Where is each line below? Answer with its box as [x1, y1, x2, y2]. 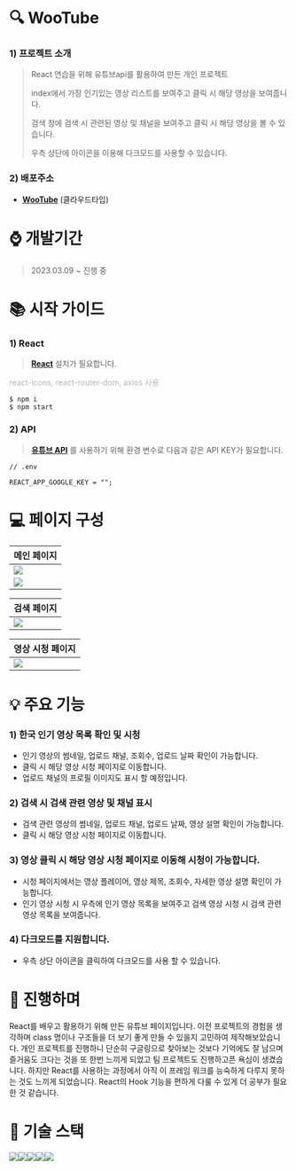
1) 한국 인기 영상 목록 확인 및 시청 [9, 728, 141, 741]
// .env [9, 462, 38, 471]
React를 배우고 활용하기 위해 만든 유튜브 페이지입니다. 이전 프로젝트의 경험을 [9, 1020, 274, 1031]
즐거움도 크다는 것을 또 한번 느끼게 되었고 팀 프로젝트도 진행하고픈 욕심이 [9, 1054, 260, 1064]
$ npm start [9, 403, 53, 412]
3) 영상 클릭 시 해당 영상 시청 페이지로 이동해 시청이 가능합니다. [9, 854, 261, 867]
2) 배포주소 [9, 172, 55, 185]
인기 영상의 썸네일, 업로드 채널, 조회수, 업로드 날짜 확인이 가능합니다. [21, 750, 259, 760]
